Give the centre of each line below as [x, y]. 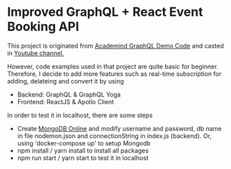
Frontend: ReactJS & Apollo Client [66, 101]
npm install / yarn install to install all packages [83, 150]
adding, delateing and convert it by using [66, 81]
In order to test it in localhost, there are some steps [80, 115]
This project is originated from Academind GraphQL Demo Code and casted [115, 46]
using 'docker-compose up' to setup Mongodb [84, 143]
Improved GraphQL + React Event [105, 12]
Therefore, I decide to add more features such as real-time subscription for [114, 74]
